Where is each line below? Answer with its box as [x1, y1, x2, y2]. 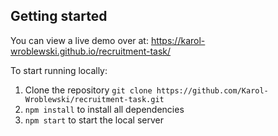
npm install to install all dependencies [24, 103, 185, 115]
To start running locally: [10, 64, 108, 76]
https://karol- [150, 34, 206, 46]
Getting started [10, 8, 108, 25]
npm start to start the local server [24, 114, 164, 126]
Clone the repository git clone [24, 84, 153, 96]
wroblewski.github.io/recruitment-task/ [10, 45, 172, 57]
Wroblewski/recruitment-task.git [24, 94, 165, 104]
